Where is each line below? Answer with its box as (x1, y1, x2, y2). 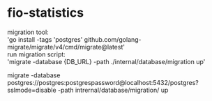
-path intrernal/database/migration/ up (58, 86, 169, 94)
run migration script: (7, 50, 66, 59)
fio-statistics (7, 5, 84, 21)
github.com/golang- (84, 35, 142, 43)
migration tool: (7, 28, 49, 36)
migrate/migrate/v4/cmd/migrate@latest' (7, 42, 126, 51)
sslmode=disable (7, 86, 57, 94)
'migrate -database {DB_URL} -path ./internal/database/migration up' (7, 57, 206, 65)
